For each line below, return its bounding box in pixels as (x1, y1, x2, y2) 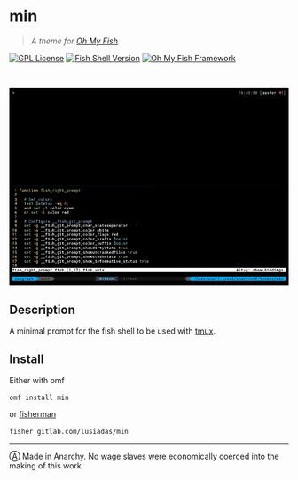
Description (9, 302, 75, 317)
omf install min (9, 393, 69, 403)
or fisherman (9, 409, 56, 420)
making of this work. (9, 460, 84, 471)
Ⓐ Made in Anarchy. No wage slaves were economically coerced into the (9, 451, 279, 462)
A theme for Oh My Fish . (30, 35, 121, 46)
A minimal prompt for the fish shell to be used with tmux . (9, 326, 216, 336)
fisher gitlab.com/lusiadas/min (9, 428, 129, 437)
